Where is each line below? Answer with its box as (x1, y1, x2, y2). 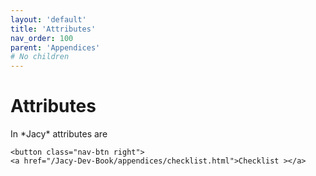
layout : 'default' (10, 14, 87, 25)
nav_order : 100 (10, 33, 74, 43)
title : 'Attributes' (10, 24, 97, 34)
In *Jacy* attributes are (10, 128, 108, 140)
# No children (10, 52, 70, 62)
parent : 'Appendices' (10, 42, 101, 53)
